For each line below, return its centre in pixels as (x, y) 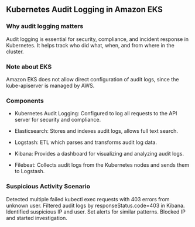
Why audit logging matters (45, 26)
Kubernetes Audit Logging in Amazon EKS (84, 10)
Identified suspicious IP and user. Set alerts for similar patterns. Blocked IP (96, 211)
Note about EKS (29, 67)
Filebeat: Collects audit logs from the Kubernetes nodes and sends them (102, 165)
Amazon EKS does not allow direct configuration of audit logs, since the (93, 79)
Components (25, 101)
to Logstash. (30, 171)
